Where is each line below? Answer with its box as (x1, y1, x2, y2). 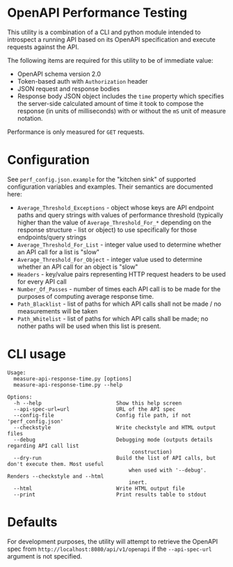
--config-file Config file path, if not (13, 412, 191, 419)
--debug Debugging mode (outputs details (13, 436, 214, 443)
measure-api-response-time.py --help (13, 381, 123, 388)
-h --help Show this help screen (13, 399, 182, 407)
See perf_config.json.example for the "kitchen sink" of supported (7, 175, 196, 183)
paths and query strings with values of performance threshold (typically (17, 210, 224, 219)
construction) (131, 448, 172, 456)
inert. (128, 479, 148, 486)
